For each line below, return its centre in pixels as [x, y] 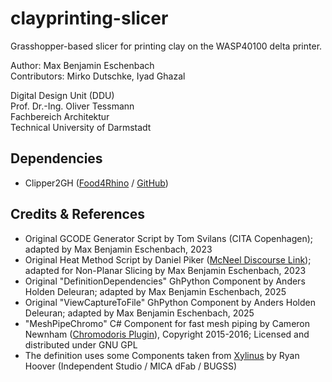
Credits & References [78, 214]
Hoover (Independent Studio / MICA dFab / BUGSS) [131, 366]
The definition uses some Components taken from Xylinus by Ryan [162, 355]
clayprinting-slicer [89, 18]
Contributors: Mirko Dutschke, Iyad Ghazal [98, 76]
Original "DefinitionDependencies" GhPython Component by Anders [165, 281]
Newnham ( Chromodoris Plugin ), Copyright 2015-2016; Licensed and [167, 334]
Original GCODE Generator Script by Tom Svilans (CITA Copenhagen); [169, 238]
